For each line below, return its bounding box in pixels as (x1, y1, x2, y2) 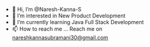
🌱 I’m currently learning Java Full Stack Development (11, 19, 144, 25)
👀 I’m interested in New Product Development (11, 12, 126, 19)
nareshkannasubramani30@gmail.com (11, 34, 109, 41)
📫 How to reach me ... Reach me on (11, 25, 103, 33)
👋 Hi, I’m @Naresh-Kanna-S (11, 6, 82, 13)
